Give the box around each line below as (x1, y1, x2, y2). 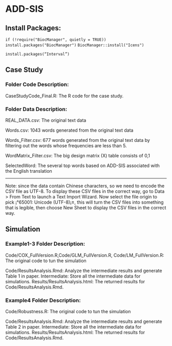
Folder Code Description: (5, 81, 69, 88)
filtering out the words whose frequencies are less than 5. (5, 142, 127, 149)
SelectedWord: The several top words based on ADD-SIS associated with (5, 162, 160, 169)
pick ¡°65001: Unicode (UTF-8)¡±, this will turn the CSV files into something (5, 199, 164, 205)
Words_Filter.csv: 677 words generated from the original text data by (5, 137, 150, 143)
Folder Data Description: (5, 105, 68, 113)
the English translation (5, 168, 52, 174)
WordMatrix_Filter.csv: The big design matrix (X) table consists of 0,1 (5, 152, 150, 158)
